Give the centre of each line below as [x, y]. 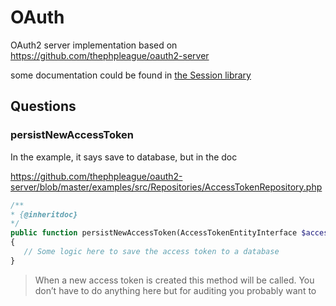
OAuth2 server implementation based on [94, 45]
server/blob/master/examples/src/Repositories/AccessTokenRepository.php [166, 187]
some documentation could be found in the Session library [131, 75]
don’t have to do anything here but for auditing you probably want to [175, 290]
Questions [43, 106]
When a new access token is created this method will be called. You [174, 280]
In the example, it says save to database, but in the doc [124, 157]
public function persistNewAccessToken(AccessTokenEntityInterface [154, 233]
